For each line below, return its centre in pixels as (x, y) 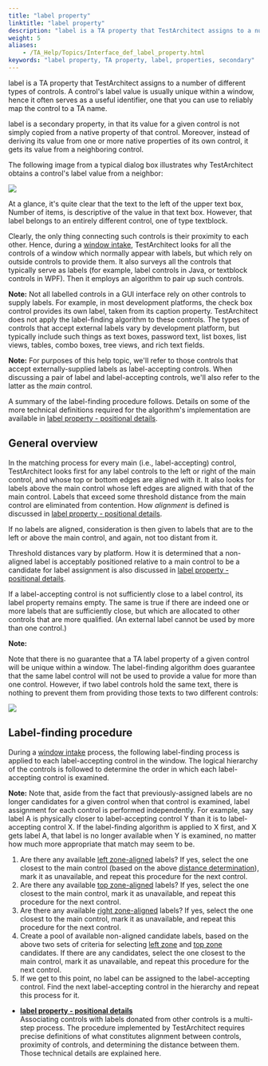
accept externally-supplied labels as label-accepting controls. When (120, 369)
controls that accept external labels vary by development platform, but (124, 327)
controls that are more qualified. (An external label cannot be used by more (132, 619)
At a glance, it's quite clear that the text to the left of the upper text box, (126, 204)
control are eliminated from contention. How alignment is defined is (119, 505)
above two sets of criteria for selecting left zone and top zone (121, 944)
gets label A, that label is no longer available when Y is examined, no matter (132, 835)
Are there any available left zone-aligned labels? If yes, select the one (134, 859)
